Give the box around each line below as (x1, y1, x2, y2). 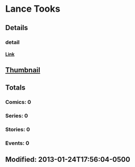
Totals (5, 83, 25, 92)
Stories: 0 (5, 126, 31, 133)
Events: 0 (5, 140, 30, 147)
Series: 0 (5, 112, 28, 119)
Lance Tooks (5, 3, 61, 15)
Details (5, 23, 28, 32)
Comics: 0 (5, 98, 32, 105)
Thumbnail (5, 66, 41, 74)
